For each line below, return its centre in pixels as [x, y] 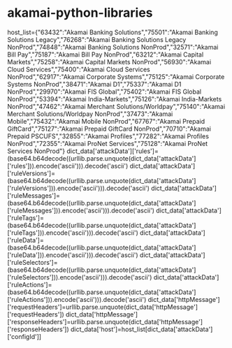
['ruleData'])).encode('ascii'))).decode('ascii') [73, 255]
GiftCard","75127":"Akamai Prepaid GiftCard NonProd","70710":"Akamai [109, 129]
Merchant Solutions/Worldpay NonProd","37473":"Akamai [90, 114]
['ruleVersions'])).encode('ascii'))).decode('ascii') [79, 188]
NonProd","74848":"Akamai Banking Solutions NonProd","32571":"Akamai [113, 47]
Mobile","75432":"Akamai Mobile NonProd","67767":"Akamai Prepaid [106, 121]
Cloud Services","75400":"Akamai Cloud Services [79, 69]
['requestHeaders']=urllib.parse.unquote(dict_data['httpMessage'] [102, 307]
